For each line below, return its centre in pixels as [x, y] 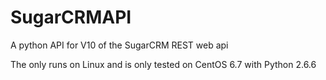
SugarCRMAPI [71, 17]
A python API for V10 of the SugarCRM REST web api [119, 45]
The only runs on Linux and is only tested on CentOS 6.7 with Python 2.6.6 [163, 64]
